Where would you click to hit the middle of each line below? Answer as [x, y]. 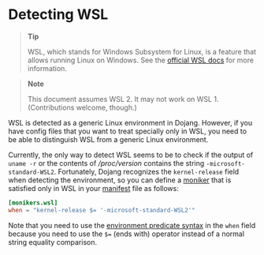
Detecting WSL [58, 15]
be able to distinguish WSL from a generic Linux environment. [108, 139]
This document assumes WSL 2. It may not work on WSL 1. [123, 99]
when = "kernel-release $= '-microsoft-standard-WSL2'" [102, 210]
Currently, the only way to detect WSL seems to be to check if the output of [131, 155]
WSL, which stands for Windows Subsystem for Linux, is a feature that [142, 51]
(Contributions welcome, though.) [82, 107]
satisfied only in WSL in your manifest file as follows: [93, 188]
